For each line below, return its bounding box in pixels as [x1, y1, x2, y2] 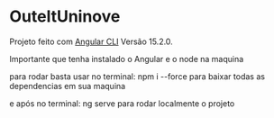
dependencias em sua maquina [9, 80, 126, 91]
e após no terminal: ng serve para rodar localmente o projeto [9, 97, 235, 109]
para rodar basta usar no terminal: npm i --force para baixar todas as [9, 70, 266, 82]
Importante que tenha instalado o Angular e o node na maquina [9, 53, 244, 64]
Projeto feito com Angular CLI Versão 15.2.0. [9, 36, 173, 47]
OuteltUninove [9, 6, 121, 27]
